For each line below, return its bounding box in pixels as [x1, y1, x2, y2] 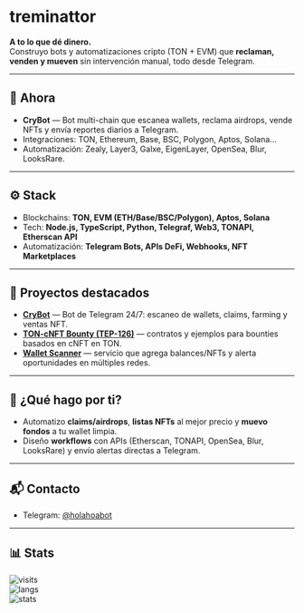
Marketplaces [22, 250, 77, 261]
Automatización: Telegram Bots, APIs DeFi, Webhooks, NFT [22, 240, 249, 251]
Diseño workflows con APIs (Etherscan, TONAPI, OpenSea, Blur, [22, 435, 264, 446]
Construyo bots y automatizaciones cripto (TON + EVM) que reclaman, [9, 45, 274, 56]
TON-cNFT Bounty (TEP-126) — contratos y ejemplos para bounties [22, 328, 279, 339]
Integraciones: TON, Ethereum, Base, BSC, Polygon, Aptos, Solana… [22, 133, 278, 144]
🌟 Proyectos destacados [9, 285, 150, 300]
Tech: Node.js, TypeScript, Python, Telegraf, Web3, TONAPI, [22, 221, 255, 232]
